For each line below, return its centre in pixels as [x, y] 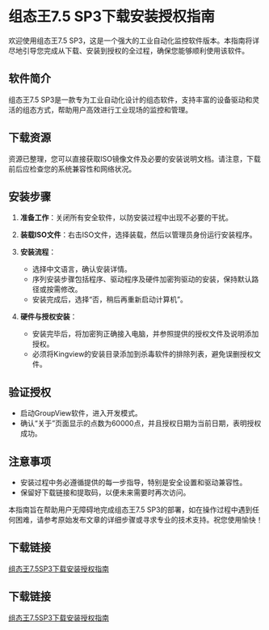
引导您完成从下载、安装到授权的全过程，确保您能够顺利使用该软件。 [135, 50]
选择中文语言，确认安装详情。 [82, 269]
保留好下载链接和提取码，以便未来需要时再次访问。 [105, 493]
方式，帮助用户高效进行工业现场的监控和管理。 [114, 109]
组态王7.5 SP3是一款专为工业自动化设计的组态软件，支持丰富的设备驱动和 [130, 99]
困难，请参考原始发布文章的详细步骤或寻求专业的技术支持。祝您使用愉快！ [139, 520]
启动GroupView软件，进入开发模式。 [81, 413]
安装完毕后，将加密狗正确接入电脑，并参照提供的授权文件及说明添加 [145, 334]
